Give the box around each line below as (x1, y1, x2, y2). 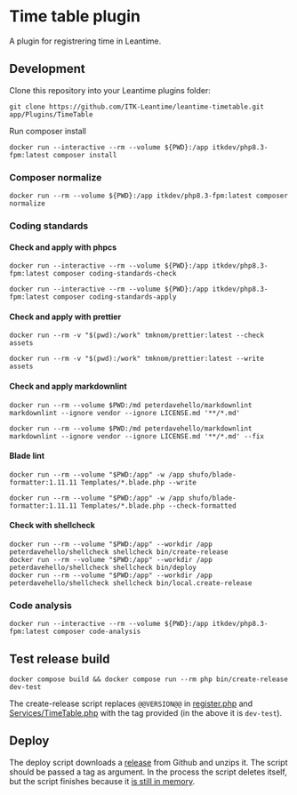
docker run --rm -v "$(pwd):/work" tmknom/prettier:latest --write (9, 354, 265, 364)
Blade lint (9, 451, 45, 462)
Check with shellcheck (9, 520, 96, 531)
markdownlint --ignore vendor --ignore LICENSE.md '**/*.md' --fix (9, 431, 265, 441)
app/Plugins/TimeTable (9, 109, 93, 119)
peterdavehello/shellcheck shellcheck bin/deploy (9, 563, 197, 572)
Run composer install (9, 125, 87, 136)
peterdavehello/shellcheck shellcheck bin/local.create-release (9, 578, 253, 588)
